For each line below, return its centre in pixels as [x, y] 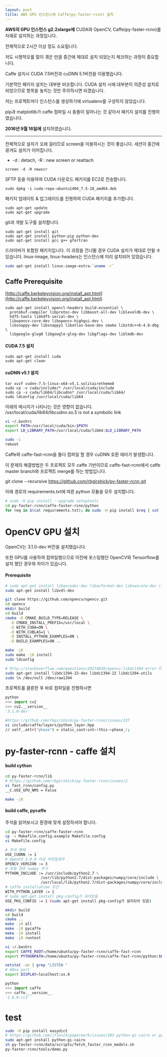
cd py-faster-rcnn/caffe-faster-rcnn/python [52, 506]
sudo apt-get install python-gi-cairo [45, 1040]
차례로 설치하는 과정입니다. [31, 35]
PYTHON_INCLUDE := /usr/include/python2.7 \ [52, 873]
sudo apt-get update [27, 208]
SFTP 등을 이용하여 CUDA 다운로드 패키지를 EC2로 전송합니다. [66, 179]
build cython [19, 766]
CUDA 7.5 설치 [20, 346]
